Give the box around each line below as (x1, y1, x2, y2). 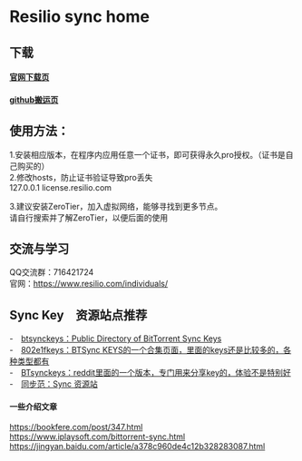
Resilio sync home (9, 6, 150, 27)
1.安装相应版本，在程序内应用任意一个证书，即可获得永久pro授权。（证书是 (9, 149, 286, 160)
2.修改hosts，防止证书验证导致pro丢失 (9, 172, 153, 182)
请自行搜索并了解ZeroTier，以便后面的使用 (9, 211, 169, 223)
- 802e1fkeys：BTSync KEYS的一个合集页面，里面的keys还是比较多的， (9, 345, 284, 356)
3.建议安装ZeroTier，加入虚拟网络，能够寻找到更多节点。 (9, 201, 223, 211)
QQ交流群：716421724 (9, 267, 94, 278)
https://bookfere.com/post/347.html (9, 422, 143, 433)
